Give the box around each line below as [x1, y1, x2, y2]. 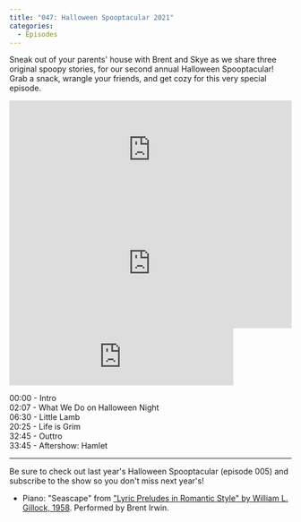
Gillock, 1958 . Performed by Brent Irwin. [21, 502, 170, 513]
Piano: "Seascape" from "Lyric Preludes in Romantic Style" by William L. [21, 493, 288, 504]
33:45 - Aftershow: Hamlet [9, 441, 108, 451]
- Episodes [17, 30, 58, 39]
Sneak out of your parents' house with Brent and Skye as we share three [9, 55, 277, 65]
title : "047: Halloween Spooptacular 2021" [9, 13, 175, 22]
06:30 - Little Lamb [9, 412, 81, 423]
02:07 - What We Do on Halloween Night [9, 402, 159, 413]
